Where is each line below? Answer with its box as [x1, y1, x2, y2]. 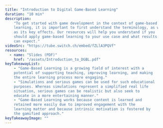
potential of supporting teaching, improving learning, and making [14, 71, 153, 75]
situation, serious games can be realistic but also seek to [14, 89, 140, 93]
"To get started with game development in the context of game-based [14, 20, 158, 26]
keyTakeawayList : [5, 61, 40, 66]
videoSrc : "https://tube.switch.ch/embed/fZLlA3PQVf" [5, 43, 116, 48]
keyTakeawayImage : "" [5, 115, 49, 121]
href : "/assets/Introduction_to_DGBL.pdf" [14, 57, 101, 62]
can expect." [14, 39, 40, 44]
